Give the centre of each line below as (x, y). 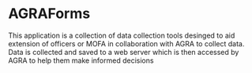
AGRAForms (49, 14)
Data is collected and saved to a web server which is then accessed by (124, 52)
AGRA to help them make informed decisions (81, 60)
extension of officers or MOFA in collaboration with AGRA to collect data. (126, 43)
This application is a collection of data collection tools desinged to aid (122, 35)
